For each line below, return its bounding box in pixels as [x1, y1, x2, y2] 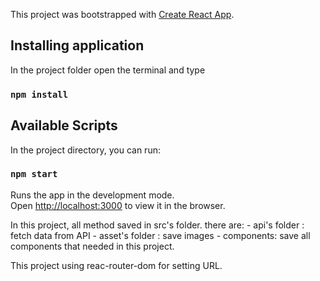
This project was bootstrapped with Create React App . [10, 9, 235, 20]
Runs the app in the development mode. [10, 189, 175, 201]
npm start [10, 169, 58, 180]
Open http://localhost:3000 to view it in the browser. [10, 199, 226, 211]
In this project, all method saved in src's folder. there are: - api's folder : [10, 219, 305, 231]
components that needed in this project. [10, 240, 175, 252]
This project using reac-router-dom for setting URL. [10, 259, 223, 271]
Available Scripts [10, 117, 118, 134]
